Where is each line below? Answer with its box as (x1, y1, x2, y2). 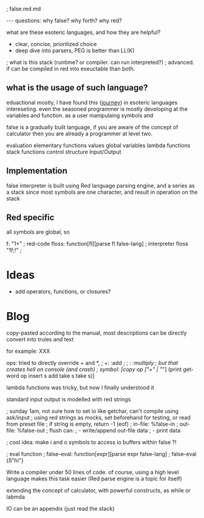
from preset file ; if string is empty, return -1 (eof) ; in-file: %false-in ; (6, 420, 178, 428)
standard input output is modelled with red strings (6, 396, 131, 403)
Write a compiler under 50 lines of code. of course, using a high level (6, 469, 179, 476)
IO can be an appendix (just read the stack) (6, 505, 115, 513)
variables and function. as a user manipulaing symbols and (6, 112, 154, 119)
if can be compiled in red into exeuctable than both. (6, 65, 135, 72)
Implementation (6, 166, 68, 176)
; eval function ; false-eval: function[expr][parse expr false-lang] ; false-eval (6, 451, 197, 458)
